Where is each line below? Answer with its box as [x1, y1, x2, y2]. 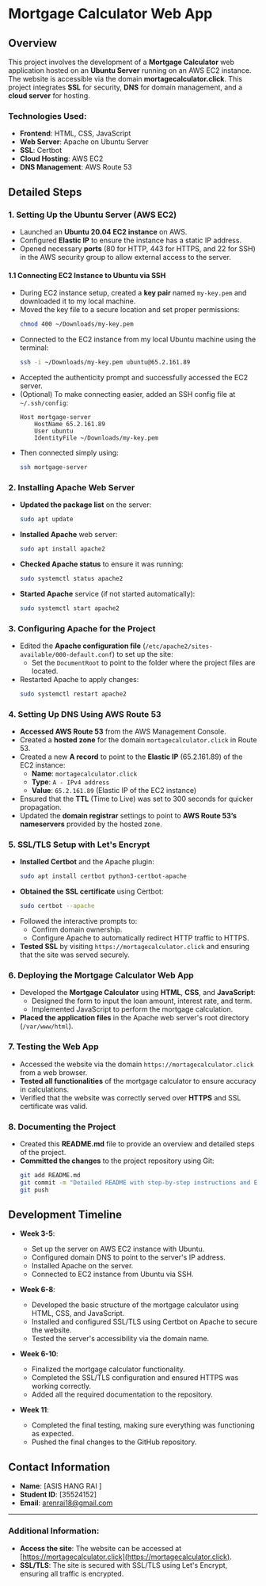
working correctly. [31, 1382, 91, 1391]
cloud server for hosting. [8, 91, 91, 100]
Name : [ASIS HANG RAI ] [19, 1481, 102, 1491]
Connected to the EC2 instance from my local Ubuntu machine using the [19, 334, 256, 345]
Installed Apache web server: [19, 529, 118, 539]
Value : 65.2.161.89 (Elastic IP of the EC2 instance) [31, 786, 197, 795]
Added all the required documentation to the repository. [31, 1390, 214, 1399]
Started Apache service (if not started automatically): [19, 589, 196, 598]
